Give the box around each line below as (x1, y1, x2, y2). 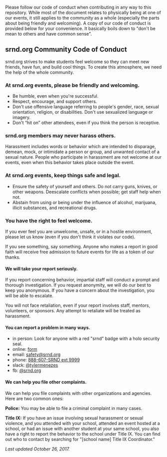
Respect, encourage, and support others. (12, 99, 97, 105)
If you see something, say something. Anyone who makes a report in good (5, 244, 158, 249)
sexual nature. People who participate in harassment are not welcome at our (5, 154, 162, 160)
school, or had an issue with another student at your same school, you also (5, 425, 160, 431)
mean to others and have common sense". (5, 31, 92, 37)
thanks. (5, 254, 21, 260)
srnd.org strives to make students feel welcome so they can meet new (5, 59, 150, 65)
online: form (12, 346, 37, 352)
